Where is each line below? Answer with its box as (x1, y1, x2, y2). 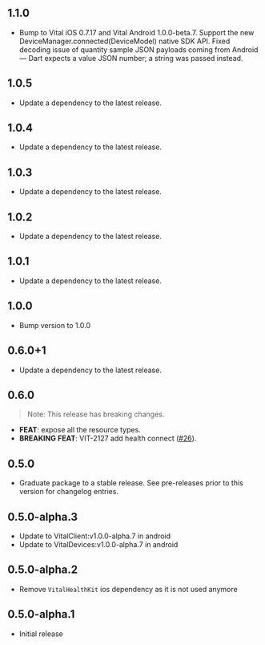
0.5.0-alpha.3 (7, 509, 78, 524)
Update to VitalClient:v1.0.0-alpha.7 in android (18, 531, 171, 541)
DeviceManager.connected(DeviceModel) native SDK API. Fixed (18, 36, 231, 46)
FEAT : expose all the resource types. (18, 425, 141, 435)
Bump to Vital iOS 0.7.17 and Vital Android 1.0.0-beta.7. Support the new (18, 27, 255, 37)
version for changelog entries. (18, 487, 119, 497)
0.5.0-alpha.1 (7, 607, 75, 621)
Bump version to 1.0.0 (18, 320, 91, 330)
